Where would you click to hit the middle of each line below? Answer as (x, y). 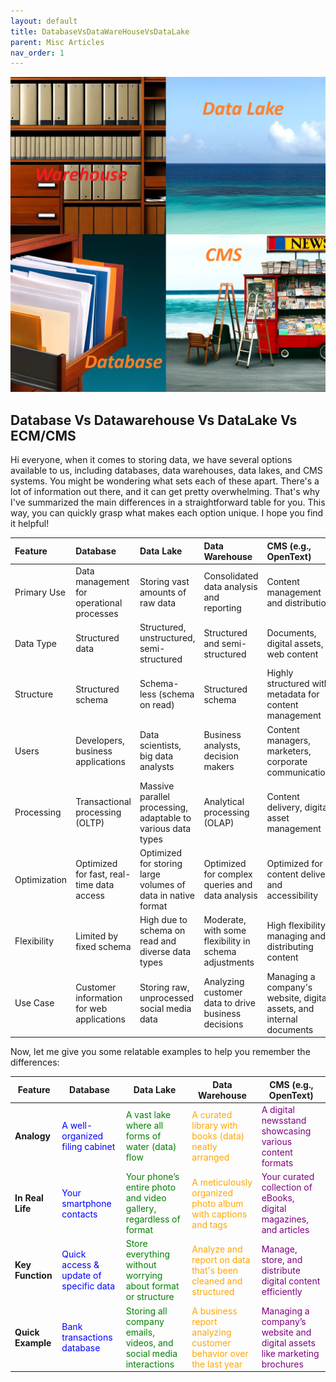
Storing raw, (164, 987)
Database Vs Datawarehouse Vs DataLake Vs (154, 420)
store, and (282, 1259)
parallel (154, 796)
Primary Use (40, 592)
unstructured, (167, 638)
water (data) (151, 1147)
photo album (217, 1203)
